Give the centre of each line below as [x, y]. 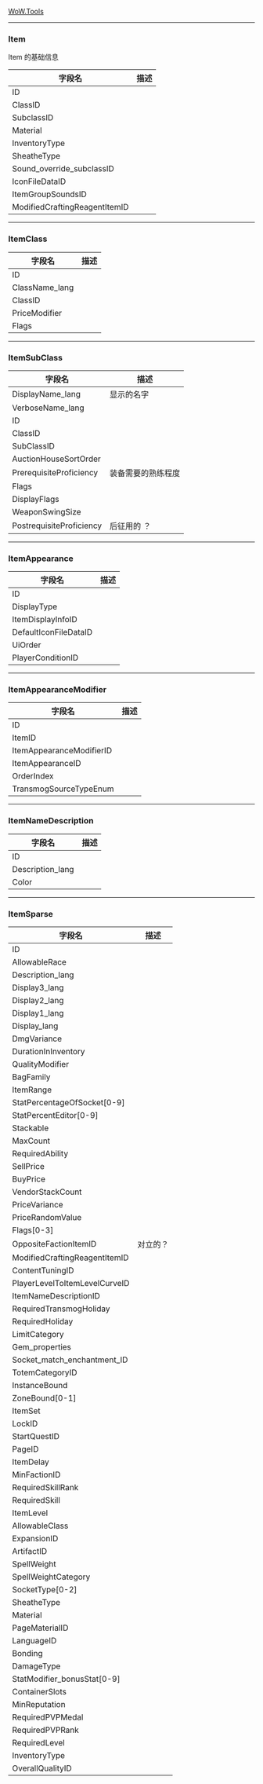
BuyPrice [29, 1179]
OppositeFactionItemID [54, 1244]
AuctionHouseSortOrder [57, 459]
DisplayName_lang [46, 394]
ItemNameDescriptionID [56, 1296]
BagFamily [31, 1077]
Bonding [27, 1654]
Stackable [31, 1128]
